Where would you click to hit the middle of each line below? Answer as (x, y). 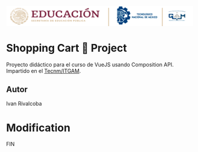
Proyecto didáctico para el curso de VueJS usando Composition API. (90, 64)
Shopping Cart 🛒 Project (67, 48)
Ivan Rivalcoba (24, 104)
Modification (38, 128)
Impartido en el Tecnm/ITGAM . (44, 71)
